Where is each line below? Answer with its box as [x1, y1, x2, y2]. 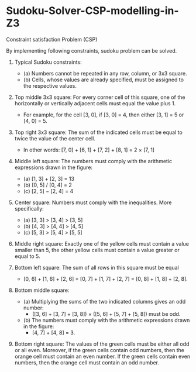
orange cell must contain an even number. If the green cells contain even [14, 353, 191, 360]
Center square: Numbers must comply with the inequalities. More [14, 199, 172, 206]
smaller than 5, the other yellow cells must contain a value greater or [14, 246, 180, 253]
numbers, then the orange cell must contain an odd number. [14, 359, 160, 366]
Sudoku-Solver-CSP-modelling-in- [6, 4, 180, 18]
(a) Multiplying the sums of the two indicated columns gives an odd [23, 298, 186, 305]
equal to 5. [14, 253, 40, 260]
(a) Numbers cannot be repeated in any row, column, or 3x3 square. [23, 70, 187, 77]
